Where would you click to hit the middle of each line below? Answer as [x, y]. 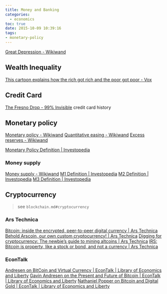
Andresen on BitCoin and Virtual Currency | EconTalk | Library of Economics [83, 271]
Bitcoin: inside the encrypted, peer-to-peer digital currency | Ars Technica [81, 231]
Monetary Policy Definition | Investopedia [47, 150]
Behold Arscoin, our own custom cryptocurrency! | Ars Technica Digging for [83, 236]
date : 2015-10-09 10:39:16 [33, 28]
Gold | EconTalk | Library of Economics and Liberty [57, 286]
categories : [17, 14]
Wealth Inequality [33, 68]
